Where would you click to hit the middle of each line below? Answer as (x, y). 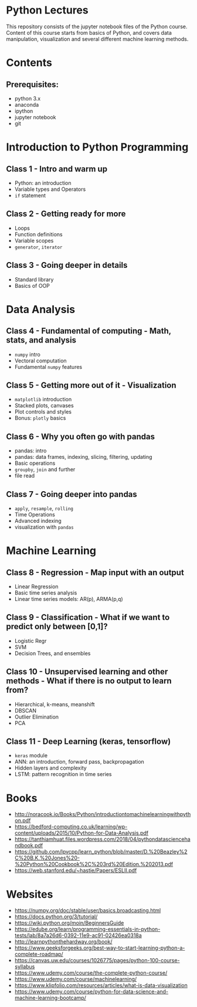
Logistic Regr (30, 640)
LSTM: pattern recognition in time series (63, 774)
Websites (30, 894)
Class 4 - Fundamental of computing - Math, (89, 331)
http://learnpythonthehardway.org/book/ (63, 942)
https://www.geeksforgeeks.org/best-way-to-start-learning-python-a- (100, 948)
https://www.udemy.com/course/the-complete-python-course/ (91, 973)
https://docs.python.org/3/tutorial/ (56, 917)
